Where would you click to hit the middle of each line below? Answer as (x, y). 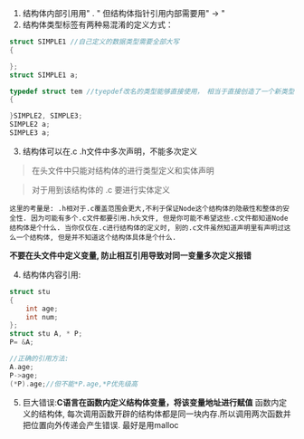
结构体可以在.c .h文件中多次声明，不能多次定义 (110, 151)
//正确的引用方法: (39, 358)
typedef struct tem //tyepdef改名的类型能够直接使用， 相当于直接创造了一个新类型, (154, 91)
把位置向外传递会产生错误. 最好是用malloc (100, 425)
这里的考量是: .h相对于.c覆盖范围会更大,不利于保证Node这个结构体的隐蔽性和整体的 (146, 208)
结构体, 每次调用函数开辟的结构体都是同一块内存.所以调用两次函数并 (165, 414)
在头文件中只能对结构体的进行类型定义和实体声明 (123, 170)
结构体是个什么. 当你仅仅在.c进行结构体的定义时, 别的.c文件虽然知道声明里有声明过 (147, 228)
